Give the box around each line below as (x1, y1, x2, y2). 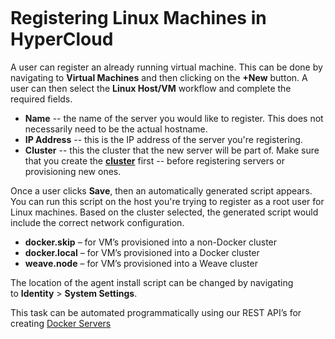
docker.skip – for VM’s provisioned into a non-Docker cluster (24, 236, 278, 248)
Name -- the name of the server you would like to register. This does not (24, 112, 324, 124)
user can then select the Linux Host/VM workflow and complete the (10, 82, 292, 94)
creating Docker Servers (10, 317, 112, 329)
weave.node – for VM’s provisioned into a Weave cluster (24, 257, 258, 269)
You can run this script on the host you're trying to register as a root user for (10, 195, 325, 207)
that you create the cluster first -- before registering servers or (24, 154, 285, 167)
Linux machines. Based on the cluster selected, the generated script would (10, 206, 319, 218)
